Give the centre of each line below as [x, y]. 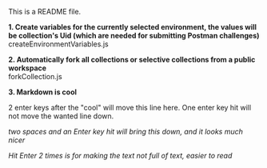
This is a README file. [45, 12]
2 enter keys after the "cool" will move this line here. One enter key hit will [130, 108]
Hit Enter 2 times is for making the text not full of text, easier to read [120, 156]
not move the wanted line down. [61, 116]
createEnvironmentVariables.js [59, 44]
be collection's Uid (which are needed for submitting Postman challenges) [134, 36]
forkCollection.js [35, 76]
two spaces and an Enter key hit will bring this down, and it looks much [126, 132]
